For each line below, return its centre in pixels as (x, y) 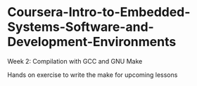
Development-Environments (92, 42)
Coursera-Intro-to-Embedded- (99, 12)
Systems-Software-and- (81, 27)
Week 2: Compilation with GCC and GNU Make (75, 61)
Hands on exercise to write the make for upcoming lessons (93, 75)
